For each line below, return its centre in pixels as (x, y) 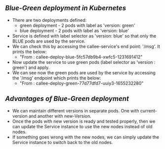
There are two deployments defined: (49, 20)
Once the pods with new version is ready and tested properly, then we (84, 121)
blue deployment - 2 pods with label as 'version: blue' (74, 30)
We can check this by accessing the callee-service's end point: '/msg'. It (86, 46)
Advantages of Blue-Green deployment (67, 99)
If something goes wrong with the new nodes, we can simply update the (86, 137)
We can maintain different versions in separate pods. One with (76, 110)
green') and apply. (31, 67)
